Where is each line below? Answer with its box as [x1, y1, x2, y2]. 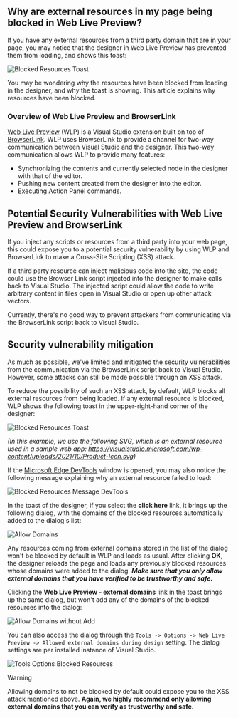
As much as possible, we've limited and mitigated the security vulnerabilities [7, 358, 231, 366]
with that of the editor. [17, 172, 83, 180]
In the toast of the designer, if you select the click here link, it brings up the [7, 501, 227, 509]
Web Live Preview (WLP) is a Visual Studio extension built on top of [7, 128, 205, 136]
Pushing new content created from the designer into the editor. [17, 179, 202, 188]
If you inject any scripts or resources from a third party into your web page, [7, 237, 227, 246]
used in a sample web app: [7, 444, 87, 453]
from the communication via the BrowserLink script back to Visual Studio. [7, 365, 222, 373]
